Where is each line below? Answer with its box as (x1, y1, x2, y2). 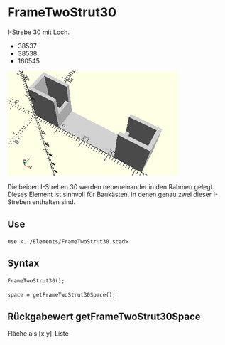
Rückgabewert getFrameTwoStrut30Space (7, 310, 201, 322)
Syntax (7, 258, 40, 270)
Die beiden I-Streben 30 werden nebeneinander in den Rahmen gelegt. (7, 182, 215, 191)
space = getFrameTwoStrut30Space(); (7, 291, 116, 299)
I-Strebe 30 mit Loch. (7, 28, 70, 36)
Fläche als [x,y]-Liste (7, 329, 69, 338)
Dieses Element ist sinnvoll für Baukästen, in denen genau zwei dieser (7, 190, 212, 198)
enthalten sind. (31, 197, 76, 206)
